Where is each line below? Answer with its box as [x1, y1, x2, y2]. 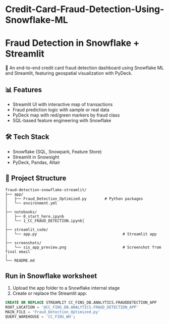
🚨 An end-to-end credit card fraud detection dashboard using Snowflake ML [5, 65, 164, 71]
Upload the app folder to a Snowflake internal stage [12, 285, 120, 291]
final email [5, 249, 30, 254]
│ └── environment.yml [5, 200, 58, 205]
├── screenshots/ [5, 240, 42, 245]
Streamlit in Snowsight [12, 154, 60, 160]
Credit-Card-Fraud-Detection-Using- [5, 4, 164, 15]
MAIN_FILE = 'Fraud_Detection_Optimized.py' [5, 309, 100, 315]
